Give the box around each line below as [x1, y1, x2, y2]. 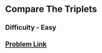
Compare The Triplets [5, 3, 97, 15]
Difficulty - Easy [5, 23, 56, 32]
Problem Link [5, 40, 47, 48]
